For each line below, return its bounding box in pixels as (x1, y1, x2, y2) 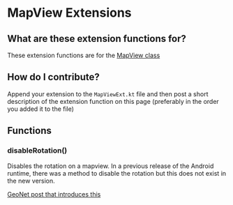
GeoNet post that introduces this (7, 190, 101, 198)
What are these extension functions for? (7, 33, 187, 45)
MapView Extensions (7, 5, 132, 21)
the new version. (7, 176, 56, 185)
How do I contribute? (7, 71, 100, 83)
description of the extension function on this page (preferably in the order (7, 97, 220, 105)
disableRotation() (7, 146, 68, 155)
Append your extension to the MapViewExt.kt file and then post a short (7, 89, 209, 98)
